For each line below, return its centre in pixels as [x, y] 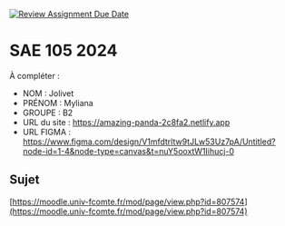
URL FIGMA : [46, 132]
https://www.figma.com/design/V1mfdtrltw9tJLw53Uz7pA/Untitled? [149, 142]
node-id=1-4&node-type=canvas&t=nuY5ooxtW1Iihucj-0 [128, 151]
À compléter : [35, 75]
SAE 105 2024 [64, 51]
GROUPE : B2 [48, 113]
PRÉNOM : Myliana [58, 103]
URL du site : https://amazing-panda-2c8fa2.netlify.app [126, 122]
